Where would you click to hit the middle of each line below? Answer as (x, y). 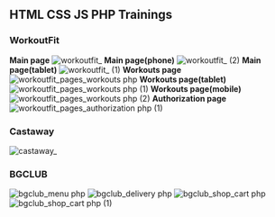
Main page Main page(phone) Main (135, 60)
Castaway (32, 131)
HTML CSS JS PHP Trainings (91, 15)
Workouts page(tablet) (183, 79)
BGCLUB (28, 174)
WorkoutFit (35, 41)
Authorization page (189, 98)
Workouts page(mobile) (196, 88)
